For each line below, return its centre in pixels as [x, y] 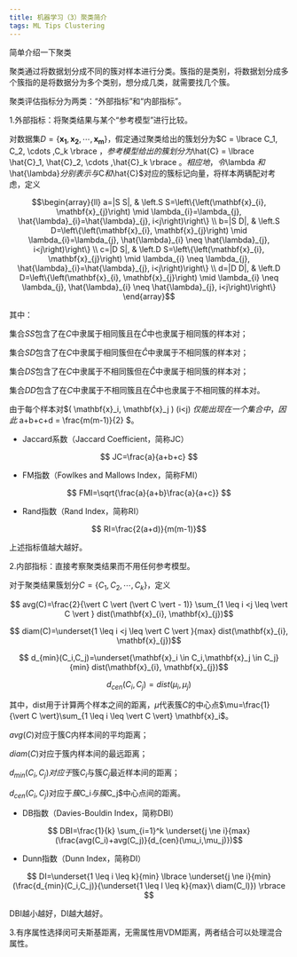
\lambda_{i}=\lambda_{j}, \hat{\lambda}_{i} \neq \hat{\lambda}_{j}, [149, 240]
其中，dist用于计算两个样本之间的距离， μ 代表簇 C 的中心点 [114, 704]
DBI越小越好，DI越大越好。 [59, 913]
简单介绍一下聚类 [40, 52]
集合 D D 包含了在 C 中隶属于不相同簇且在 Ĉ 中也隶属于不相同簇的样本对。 [137, 391]
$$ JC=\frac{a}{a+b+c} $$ [149, 457]
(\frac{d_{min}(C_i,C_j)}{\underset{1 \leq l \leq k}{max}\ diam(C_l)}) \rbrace [149, 886]
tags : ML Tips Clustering [57, 26]
